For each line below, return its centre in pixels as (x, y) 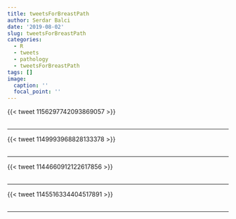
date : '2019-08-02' (36, 27)
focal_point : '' (37, 92)
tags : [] (20, 72)
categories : (25, 40)
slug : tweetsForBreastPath (47, 33)
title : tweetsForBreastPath (48, 14)
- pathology (31, 59)
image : (17, 79)
